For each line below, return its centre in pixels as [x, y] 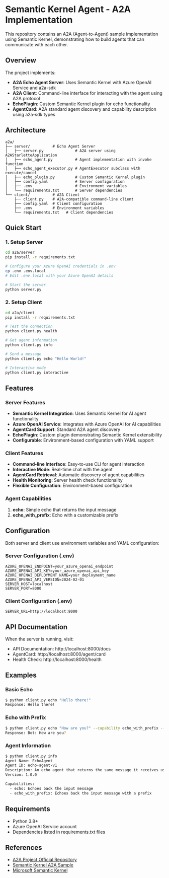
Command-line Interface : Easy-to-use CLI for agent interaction [78, 464]
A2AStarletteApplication [31, 155]
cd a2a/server [20, 253]
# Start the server [26, 285]
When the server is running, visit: [39, 639]
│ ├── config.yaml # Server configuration [65, 181]
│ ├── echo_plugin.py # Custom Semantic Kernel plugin [75, 177]
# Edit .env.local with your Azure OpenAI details [59, 275]
